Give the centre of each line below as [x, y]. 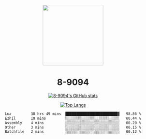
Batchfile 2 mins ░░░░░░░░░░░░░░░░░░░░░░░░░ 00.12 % [73, 132]
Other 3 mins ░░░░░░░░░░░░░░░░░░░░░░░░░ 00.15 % [73, 127]
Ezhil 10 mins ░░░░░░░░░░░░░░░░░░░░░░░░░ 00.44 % [73, 118]
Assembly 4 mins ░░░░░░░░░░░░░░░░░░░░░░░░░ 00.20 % [73, 123]
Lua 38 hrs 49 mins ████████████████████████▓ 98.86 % [73, 114]
